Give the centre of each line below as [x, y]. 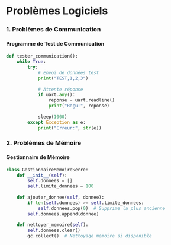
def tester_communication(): [42, 56]
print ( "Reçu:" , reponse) [79, 106]
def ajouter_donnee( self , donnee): [61, 198]
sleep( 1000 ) [52, 117]
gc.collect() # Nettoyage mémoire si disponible [90, 236]
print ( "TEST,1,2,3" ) [63, 78]
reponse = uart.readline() [82, 100]
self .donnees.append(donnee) [63, 214]
